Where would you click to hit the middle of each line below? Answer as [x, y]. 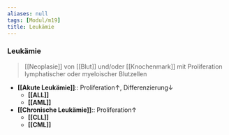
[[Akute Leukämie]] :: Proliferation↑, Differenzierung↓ [95, 87]
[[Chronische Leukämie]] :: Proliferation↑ [77, 110]
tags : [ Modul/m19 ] [34, 20]
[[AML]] [39, 102]
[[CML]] [39, 125]
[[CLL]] [38, 117]
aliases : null [28, 14]
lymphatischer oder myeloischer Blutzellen [86, 73]
